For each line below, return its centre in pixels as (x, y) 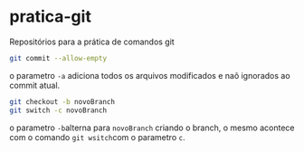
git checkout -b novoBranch (62, 101)
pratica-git (51, 17)
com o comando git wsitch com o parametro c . (97, 137)
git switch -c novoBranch (58, 110)
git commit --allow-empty (58, 58)
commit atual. (35, 85)
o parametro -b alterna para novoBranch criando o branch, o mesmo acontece (152, 128)
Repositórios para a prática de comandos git (92, 42)
